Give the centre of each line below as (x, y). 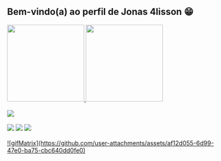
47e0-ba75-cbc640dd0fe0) (46, 150)
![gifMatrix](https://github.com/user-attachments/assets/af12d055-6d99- (110, 143)
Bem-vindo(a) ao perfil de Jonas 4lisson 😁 (100, 12)
